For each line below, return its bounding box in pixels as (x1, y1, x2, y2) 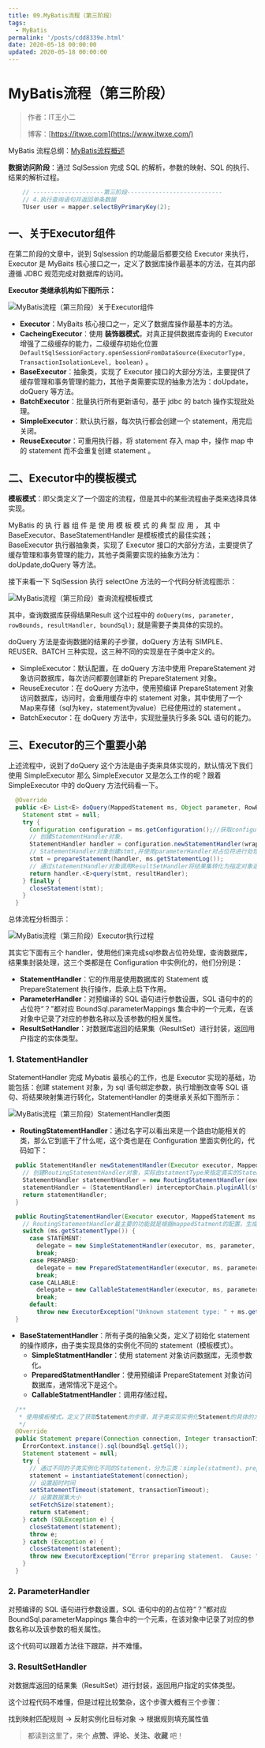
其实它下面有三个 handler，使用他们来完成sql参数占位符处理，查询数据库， (8, 948, 252, 958)
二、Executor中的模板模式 (8, 471, 136, 485)
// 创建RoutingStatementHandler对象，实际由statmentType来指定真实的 (22, 1169, 239, 1177)
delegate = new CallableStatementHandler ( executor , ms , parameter (36, 1286, 259, 1294)
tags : (8, 19, 26, 27)
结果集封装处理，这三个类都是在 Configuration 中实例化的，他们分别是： (8, 958, 243, 967)
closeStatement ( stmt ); (28, 884, 104, 892)
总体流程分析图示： (8, 914, 71, 924)
